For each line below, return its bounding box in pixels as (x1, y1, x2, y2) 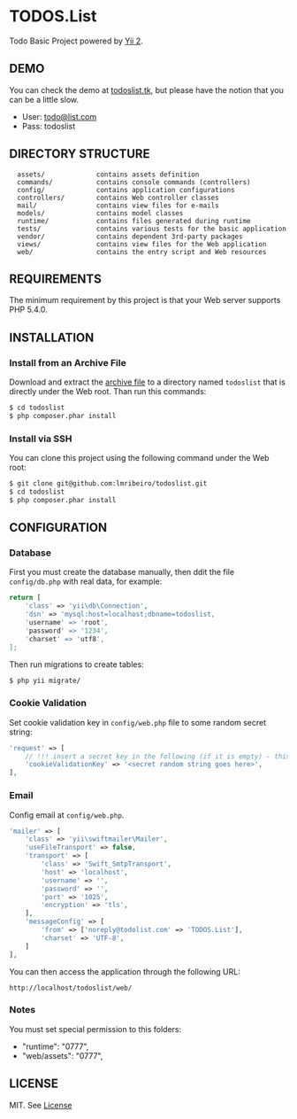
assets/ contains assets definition (17, 170, 200, 179)
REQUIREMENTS (9, 271, 102, 286)
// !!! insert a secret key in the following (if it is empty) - (25, 751, 271, 761)
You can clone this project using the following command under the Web (9, 453, 270, 463)
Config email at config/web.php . (9, 809, 125, 820)
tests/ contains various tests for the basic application (17, 224, 287, 233)
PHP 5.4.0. (9, 304, 48, 315)
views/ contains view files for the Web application (17, 239, 267, 249)
